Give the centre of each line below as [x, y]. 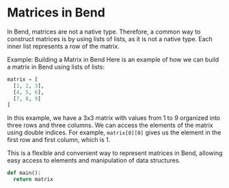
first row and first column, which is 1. [59, 140]
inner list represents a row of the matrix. [63, 46]
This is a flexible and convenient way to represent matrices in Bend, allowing [115, 153]
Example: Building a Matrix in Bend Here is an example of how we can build [113, 59]
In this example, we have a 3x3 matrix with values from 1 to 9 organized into [114, 118]
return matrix [33, 180]
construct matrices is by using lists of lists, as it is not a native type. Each [110, 38]
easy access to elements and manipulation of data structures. [94, 161]
